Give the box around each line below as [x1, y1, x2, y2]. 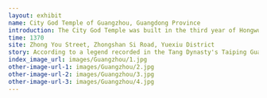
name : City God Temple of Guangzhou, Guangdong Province [8, 19, 201, 27]
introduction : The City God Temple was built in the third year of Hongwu [8, 26, 261, 34]
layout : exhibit [8, 11, 62, 20]
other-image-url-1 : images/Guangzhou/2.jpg [8, 63, 155, 71]
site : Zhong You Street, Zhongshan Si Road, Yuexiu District [8, 41, 215, 49]
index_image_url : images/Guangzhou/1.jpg [8, 56, 148, 64]
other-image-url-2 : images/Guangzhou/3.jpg [8, 70, 155, 78]
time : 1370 [8, 33, 44, 42]
